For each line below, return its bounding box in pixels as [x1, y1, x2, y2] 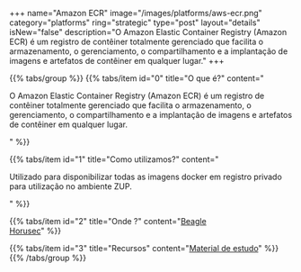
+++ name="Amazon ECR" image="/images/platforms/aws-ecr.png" [9, 8, 262, 18]
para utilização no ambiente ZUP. [9, 181, 132, 192]
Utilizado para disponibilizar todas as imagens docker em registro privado [9, 171, 283, 182]
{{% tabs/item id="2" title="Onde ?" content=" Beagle [9, 216, 207, 226]
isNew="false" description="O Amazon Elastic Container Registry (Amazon [9, 27, 288, 37]
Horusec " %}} [9, 225, 61, 236]
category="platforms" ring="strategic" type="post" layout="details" [9, 17, 261, 28]
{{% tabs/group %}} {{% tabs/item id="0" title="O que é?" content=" [9, 73, 265, 84]
